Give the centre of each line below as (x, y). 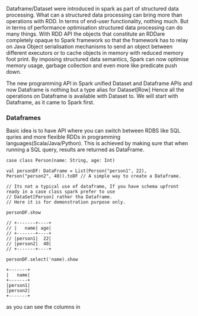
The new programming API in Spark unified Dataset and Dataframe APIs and (99, 83)
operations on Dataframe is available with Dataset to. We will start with (92, 96)
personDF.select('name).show (42, 259)
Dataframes (24, 117)
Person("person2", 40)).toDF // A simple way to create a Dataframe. (94, 176)
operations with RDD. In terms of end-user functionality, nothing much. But (97, 21)
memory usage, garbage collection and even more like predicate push (92, 65)
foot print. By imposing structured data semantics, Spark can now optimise (98, 59)
